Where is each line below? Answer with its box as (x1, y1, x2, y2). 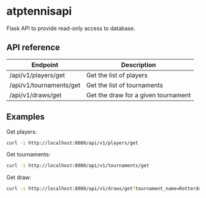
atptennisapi (6, 4, 72, 18)
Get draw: (6, 173, 32, 181)
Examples (6, 112, 45, 122)
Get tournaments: (6, 151, 51, 158)
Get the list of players (86, 70, 148, 79)
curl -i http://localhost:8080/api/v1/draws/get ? (6, 186, 136, 192)
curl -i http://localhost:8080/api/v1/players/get (6, 140, 139, 146)
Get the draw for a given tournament (86, 91, 191, 99)
